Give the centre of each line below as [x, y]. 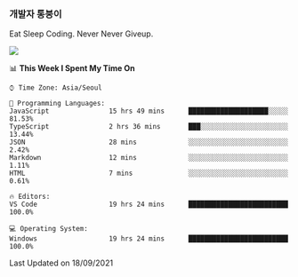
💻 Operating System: [49, 229]
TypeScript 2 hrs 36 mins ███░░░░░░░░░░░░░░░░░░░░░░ [149, 127]
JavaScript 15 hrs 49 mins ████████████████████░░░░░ [149, 111]
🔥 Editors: [30, 197]
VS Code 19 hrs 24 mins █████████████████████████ [149, 205]
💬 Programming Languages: [57, 104]
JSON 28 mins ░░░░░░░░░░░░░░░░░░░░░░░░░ [149, 142]
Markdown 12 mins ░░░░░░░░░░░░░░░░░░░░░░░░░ [149, 158]
